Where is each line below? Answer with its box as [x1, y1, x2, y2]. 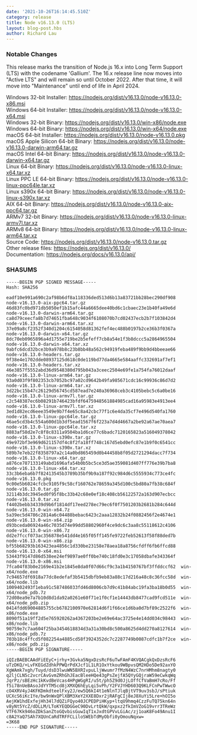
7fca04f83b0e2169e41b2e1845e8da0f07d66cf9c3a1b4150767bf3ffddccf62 [6, 564, 176, 569]
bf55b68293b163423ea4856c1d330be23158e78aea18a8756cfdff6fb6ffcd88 [6, 543, 176, 549]
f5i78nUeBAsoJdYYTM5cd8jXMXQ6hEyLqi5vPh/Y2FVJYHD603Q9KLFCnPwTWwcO [6, 682, 176, 689]
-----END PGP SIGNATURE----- [6, 724, 78, 730]
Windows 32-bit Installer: [6, 94, 68, 101]
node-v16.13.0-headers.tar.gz [6, 351, 81, 358]
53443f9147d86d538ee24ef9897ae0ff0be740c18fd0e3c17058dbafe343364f [6, 553, 176, 559]
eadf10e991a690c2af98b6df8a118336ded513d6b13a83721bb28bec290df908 [6, 294, 176, 300]
